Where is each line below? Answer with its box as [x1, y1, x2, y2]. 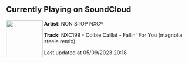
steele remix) [43, 37, 76, 44]
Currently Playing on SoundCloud [6, 5, 132, 15]
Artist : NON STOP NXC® [43, 20, 104, 27]
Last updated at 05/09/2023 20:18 [43, 49, 127, 56]
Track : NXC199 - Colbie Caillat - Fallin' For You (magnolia [43, 32, 183, 38]
